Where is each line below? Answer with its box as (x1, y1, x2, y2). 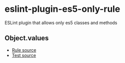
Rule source (11, 47, 37, 53)
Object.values (4, 34, 49, 42)
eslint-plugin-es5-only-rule (4, 3, 121, 15)
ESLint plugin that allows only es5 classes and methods (4, 20, 118, 26)
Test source (11, 52, 37, 58)
